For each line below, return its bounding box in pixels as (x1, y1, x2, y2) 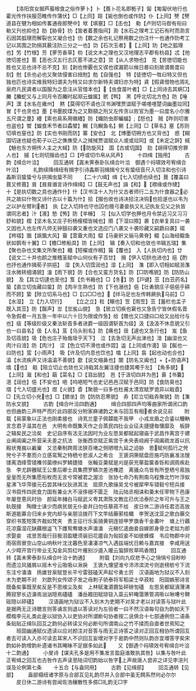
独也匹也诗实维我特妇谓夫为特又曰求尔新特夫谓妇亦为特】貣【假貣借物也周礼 (6, 78, 190, 85)
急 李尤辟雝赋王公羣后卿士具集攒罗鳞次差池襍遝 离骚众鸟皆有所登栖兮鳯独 (6, 466, 190, 473)
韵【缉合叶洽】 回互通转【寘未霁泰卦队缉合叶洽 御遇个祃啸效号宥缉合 (6, 159, 187, 166)
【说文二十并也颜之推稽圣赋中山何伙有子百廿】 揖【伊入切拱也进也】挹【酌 (6, 254, 188, 261)
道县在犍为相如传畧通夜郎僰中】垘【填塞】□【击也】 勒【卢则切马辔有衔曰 (6, 20, 187, 26)
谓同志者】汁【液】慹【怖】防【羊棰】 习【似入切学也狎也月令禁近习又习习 (6, 210, 188, 217)
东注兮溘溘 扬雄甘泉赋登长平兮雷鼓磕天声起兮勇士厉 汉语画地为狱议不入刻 (6, 569, 190, 576)
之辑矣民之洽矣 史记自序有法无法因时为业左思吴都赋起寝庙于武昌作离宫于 (6, 430, 185, 436)
